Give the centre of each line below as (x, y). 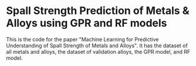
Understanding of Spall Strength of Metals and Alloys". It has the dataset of (97, 46)
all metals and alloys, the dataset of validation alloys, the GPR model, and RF (98, 51)
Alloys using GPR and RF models (87, 23)
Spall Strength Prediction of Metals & (98, 11)
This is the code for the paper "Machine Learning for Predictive (82, 39)
